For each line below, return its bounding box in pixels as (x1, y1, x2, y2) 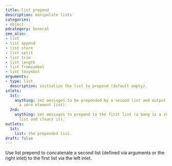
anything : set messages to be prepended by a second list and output (14, 98, 166, 103)
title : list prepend (5, 7, 50, 13)
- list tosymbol (5, 69, 40, 75)
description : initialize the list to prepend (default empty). (10, 83, 147, 88)
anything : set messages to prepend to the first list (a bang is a (14, 112, 161, 117)
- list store (5, 45, 33, 51)
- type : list (5, 79, 33, 84)
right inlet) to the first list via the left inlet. (5, 155, 92, 161)
